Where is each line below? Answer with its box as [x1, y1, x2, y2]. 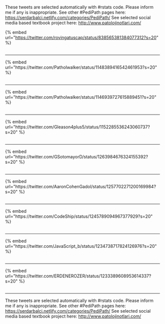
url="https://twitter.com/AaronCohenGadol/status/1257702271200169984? [5, 184, 156, 189]
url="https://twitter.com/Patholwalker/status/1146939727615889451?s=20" [5, 94, 157, 100]
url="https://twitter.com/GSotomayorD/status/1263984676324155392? [5, 154, 148, 159]
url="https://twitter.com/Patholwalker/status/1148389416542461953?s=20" [5, 64, 157, 70]
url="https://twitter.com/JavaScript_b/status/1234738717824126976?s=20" [5, 243, 157, 249]
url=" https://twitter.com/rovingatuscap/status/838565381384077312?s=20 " [5, 34, 159, 40]
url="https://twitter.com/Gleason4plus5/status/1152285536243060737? [5, 124, 150, 130]
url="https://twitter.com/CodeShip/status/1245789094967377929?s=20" [5, 213, 153, 219]
